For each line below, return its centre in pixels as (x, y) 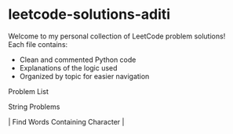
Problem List (28, 91)
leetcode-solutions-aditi (89, 14)
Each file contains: (38, 44)
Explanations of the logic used (68, 67)
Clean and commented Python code (78, 60)
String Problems (34, 107)
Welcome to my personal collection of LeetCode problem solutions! (117, 36)
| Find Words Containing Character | (66, 121)
